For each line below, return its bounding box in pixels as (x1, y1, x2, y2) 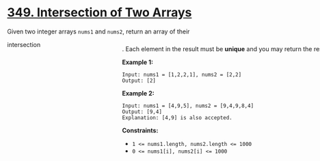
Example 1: (122, 58, 154, 66)
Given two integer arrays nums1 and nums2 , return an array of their (7, 27, 190, 35)
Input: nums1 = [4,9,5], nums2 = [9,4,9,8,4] (122, 102, 254, 109)
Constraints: (122, 126, 159, 134)
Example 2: (122, 89, 155, 97)
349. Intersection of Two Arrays (7, 5, 192, 20)
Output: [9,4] (122, 108, 163, 115)
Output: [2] (122, 77, 156, 84)
